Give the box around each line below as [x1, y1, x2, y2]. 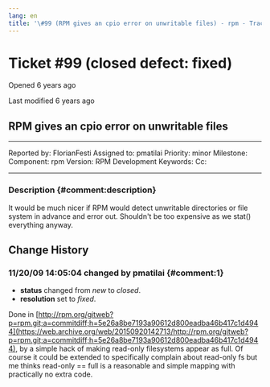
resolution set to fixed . [19, 294, 96, 304]
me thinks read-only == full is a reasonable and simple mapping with [8, 361, 235, 371]
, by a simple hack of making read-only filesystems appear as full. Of [15, 344, 243, 354]
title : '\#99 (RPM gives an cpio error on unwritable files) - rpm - [8, 19, 247, 27]
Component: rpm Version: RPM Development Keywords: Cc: [8, 157, 207, 167]
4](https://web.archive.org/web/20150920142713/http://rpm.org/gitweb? [8, 327, 249, 336]
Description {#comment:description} [8, 184, 157, 196]
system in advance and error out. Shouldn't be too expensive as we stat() [8, 211, 252, 221]
